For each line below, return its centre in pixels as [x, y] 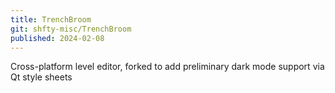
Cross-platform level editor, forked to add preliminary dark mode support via [167, 67]
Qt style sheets [41, 77]
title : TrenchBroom [51, 19]
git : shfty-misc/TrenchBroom [71, 29]
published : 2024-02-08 [57, 38]
